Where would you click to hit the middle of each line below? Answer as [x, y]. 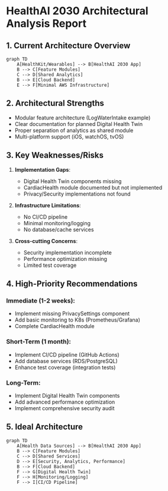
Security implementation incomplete [68, 252]
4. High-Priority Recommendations [72, 284]
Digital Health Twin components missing [72, 181]
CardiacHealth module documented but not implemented [93, 187]
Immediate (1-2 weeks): [41, 300]
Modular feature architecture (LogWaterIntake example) [83, 118]
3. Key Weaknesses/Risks [55, 155]
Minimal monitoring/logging [57, 223]
